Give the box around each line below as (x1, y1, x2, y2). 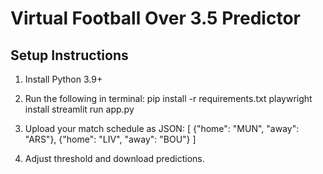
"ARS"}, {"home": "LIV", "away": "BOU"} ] (24, 133, 197, 145)
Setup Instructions (10, 47, 129, 64)
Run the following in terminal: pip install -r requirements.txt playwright (24, 93, 313, 104)
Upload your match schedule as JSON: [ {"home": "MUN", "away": (24, 123, 300, 134)
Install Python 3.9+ (24, 73, 103, 85)
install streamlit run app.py (24, 103, 135, 115)
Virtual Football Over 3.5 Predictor (10, 7, 301, 30)
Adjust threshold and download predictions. (24, 153, 205, 164)
